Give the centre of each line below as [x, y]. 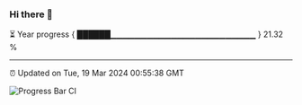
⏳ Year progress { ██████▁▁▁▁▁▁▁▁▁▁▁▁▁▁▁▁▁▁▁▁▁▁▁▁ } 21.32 [147, 34]
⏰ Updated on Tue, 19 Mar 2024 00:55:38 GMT [97, 73]
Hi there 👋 [31, 14]
